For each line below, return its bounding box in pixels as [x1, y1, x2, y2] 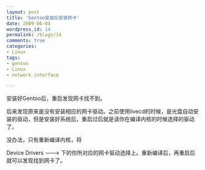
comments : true [6, 37, 45, 44]
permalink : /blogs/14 [6, 32, 62, 38]
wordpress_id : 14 [6, 26, 51, 33]
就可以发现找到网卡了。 [6, 157, 66, 164]
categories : [6, 44, 37, 50]
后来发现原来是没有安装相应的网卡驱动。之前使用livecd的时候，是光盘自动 [6, 108, 194, 115]
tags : [6, 55, 20, 61]
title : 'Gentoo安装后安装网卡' [6, 15, 80, 21]
